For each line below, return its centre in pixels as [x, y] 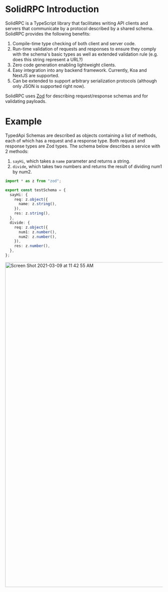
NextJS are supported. [36, 75]
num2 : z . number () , [37, 237]
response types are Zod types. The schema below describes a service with [83, 146]
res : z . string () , [32, 213]
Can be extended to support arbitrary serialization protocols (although [85, 81]
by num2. [22, 172]
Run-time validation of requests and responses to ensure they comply [84, 49]
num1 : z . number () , [37, 232]
